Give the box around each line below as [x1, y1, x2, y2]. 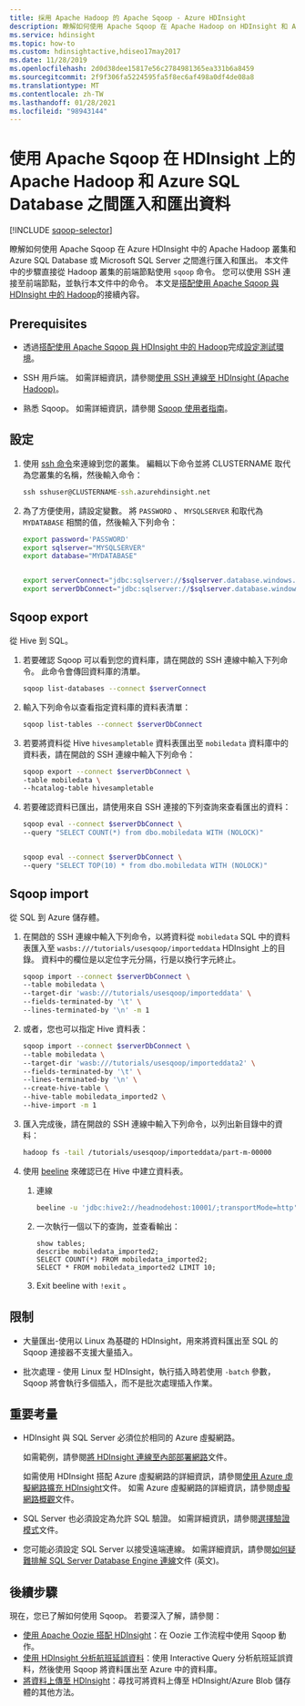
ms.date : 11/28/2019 [9, 56, 88, 65]
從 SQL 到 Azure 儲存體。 [9, 912, 105, 923]
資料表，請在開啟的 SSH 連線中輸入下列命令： [22, 749, 196, 760]
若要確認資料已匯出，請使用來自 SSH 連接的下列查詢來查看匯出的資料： [22, 802, 291, 812]
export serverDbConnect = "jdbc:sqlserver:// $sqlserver [22, 585, 231, 594]
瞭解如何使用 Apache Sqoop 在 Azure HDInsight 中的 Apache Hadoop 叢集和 [9, 243, 297, 255]
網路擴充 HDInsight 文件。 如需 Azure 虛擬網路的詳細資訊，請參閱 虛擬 [30, 1482, 291, 1494]
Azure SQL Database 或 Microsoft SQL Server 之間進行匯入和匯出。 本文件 [9, 255, 290, 266]
